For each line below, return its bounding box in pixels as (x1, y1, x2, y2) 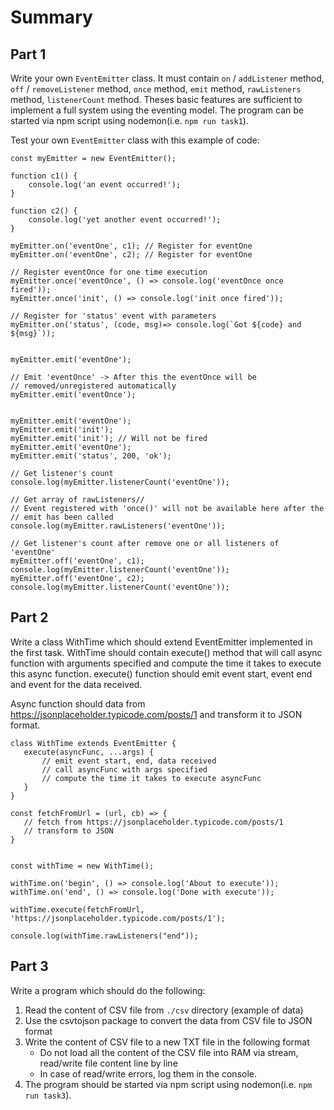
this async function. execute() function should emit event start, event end (10, 667, 313, 680)
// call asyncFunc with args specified (41, 764, 208, 775)
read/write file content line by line (39, 1057, 178, 1069)
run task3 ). (24, 1089, 72, 1101)
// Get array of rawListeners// (10, 495, 145, 505)
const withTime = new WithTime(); (10, 861, 155, 871)
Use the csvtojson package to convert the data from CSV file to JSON (24, 1014, 313, 1026)
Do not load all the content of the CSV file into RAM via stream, (39, 1046, 299, 1058)
